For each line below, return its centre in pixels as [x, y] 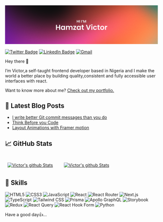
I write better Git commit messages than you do [59, 117]
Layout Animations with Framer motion [51, 128]
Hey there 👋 [17, 62]
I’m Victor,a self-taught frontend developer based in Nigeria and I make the [80, 71]
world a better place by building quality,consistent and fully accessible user [81, 76]
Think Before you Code [35, 123]
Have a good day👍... [26, 214]
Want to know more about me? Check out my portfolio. [60, 91]
